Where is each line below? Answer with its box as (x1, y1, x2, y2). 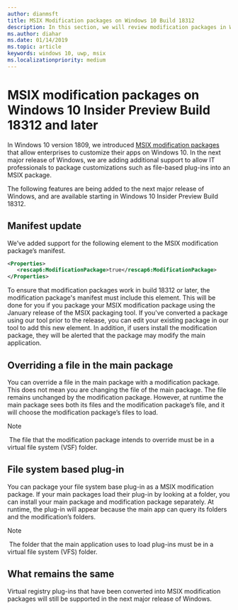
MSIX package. (7, 171, 52, 179)
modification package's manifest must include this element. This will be (7, 293, 216, 302)
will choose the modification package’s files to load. (7, 408, 158, 417)
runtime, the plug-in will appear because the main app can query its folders (7, 504, 227, 514)
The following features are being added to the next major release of (7, 184, 205, 193)
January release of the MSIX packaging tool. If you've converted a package (7, 309, 228, 317)
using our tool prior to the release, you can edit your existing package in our (7, 316, 229, 324)
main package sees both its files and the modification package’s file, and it (7, 400, 225, 409)
